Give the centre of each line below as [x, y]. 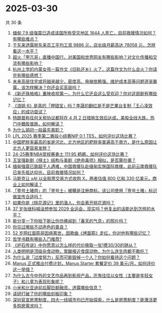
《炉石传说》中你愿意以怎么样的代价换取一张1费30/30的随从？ [75, 245]
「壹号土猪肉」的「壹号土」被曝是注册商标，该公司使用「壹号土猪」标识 [85, 190]
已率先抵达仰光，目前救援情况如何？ [49, 172]
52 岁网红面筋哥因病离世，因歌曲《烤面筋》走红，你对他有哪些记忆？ [81, 233]
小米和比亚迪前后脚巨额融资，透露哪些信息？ [57, 287]
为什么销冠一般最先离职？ [38, 130]
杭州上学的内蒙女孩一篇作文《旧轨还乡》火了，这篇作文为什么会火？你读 [85, 69]
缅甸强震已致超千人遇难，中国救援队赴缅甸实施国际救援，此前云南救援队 [85, 166]
